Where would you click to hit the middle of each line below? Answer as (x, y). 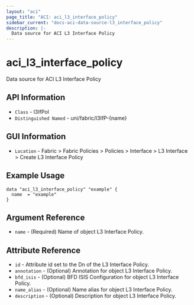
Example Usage (35, 176)
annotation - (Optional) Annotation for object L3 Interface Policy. (93, 271)
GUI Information (36, 137)
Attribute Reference (43, 250)
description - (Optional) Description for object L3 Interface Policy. (95, 296)
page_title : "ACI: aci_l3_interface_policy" (62, 17)
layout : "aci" (24, 12)
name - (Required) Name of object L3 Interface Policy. (79, 232)
